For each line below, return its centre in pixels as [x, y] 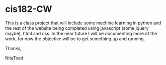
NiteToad [14, 58]
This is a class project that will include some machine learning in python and [83, 23]
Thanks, [13, 48]
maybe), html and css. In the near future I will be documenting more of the [81, 33]
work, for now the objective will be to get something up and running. [75, 39]
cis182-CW [29, 9]
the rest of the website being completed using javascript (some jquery [77, 28]
